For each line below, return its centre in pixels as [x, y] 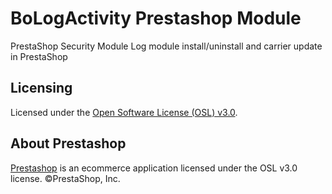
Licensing [41, 88]
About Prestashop [68, 143]
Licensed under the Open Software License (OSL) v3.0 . [124, 112]
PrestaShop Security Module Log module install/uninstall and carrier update [166, 46]
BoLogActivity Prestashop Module [156, 18]
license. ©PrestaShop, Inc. [65, 178]
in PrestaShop [39, 56]
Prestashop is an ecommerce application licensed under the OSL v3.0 [154, 168]
